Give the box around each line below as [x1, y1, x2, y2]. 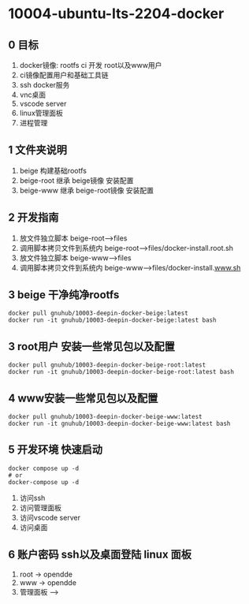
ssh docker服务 [19, 80, 70, 89]
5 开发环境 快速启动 [8, 443, 103, 457]
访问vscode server [19, 513, 81, 522]
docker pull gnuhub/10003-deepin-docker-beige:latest [8, 309, 189, 318]
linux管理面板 [19, 108, 63, 117]
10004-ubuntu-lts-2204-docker [8, 5, 225, 23]
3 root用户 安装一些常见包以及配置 [8, 340, 175, 353]
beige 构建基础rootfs [19, 166, 87, 175]
